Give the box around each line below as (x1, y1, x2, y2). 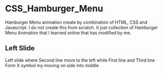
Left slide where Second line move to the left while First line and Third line (5, 57, 155, 63)
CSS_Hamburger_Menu (5, 3, 103, 14)
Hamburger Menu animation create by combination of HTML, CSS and (5, 19, 148, 25)
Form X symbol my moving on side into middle (5, 62, 99, 68)
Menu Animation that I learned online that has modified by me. (5, 30, 131, 36)
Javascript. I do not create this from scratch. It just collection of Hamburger (5, 24, 158, 30)
